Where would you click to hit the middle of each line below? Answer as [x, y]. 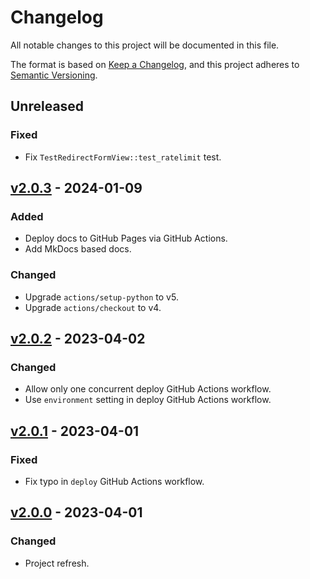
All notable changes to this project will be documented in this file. [145, 45]
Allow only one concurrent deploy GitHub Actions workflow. [148, 389]
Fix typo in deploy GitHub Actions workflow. [114, 481]
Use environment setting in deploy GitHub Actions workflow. [148, 400]
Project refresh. [57, 563]
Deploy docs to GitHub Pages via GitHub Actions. [126, 238]
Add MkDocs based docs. [78, 249]
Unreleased [47, 106]
